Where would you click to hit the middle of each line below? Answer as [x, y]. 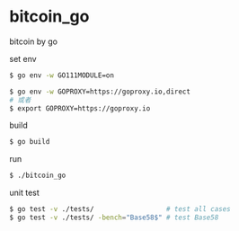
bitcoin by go [34, 41]
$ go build [30, 142]
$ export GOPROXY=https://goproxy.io [80, 108]
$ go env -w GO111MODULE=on [62, 75]
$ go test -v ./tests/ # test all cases [120, 209]
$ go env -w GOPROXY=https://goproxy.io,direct [100, 92]
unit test [25, 193]
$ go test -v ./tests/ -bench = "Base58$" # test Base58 [114, 218]
